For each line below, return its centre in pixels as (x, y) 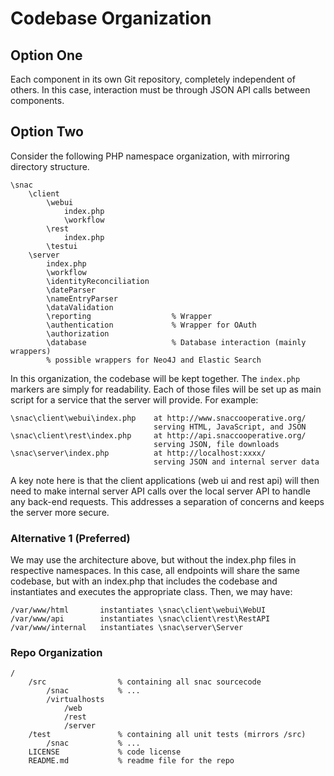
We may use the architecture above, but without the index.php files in (153, 560)
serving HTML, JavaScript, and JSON (230, 427)
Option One (46, 55)
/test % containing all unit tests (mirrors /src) (167, 735)
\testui (62, 246)
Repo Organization (56, 653)
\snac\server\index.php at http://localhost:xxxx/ (138, 453)
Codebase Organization (111, 18)
